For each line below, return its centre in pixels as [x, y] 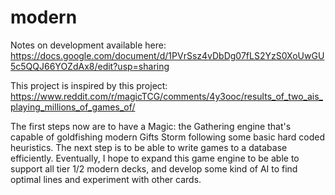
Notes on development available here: [88, 45]
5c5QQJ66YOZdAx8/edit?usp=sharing [90, 66]
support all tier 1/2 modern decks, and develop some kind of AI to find [154, 168]
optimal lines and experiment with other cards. [106, 179]
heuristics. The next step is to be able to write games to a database [149, 147]
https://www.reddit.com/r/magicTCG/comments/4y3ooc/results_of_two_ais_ [166, 96]
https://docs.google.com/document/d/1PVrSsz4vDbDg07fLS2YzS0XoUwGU [167, 55]
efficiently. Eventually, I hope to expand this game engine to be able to [155, 158]
